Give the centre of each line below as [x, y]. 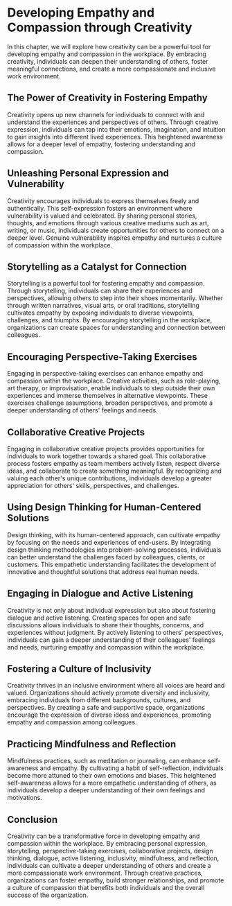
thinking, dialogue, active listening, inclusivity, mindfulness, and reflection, [113, 858]
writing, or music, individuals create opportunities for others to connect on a [116, 230]
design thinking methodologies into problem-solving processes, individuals [114, 550]
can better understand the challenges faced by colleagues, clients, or [106, 557]
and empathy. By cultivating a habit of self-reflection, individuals [132, 768]
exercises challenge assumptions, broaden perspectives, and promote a [110, 403]
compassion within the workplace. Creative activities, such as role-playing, [114, 381]
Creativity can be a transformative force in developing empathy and [104, 836]
